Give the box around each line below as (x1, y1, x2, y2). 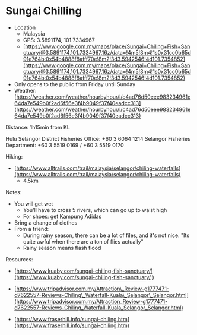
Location (14, 24, 36, 31)
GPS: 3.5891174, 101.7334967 (23, 36, 96, 43)
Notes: (5, 188, 22, 195)
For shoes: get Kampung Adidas (23, 213, 102, 220)
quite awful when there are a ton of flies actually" (23, 238, 144, 245)
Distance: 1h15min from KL (5, 124, 71, 131)
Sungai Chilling (5, 4, 82, 18)
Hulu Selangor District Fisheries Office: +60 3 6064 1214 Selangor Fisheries (5, 135, 190, 142)
